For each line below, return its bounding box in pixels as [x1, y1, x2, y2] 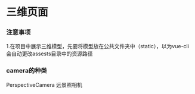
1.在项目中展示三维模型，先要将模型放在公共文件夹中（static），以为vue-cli [6, 43, 190, 50]
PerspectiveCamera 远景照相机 [6, 81, 82, 88]
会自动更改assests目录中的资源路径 [6, 50, 94, 57]
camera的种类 [6, 67, 47, 75]
